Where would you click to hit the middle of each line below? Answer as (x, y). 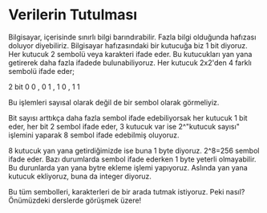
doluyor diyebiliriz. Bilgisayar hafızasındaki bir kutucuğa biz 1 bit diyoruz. (128, 45)
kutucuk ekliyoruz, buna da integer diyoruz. (80, 176)
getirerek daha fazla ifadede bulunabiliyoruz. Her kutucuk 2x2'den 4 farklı (130, 63)
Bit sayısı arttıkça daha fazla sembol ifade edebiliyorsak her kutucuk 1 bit (128, 117)
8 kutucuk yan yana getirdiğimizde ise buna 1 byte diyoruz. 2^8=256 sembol (134, 150)
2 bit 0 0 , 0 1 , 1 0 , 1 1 (44, 87)
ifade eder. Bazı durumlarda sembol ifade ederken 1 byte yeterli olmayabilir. (132, 159)
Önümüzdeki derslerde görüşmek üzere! (75, 200)
